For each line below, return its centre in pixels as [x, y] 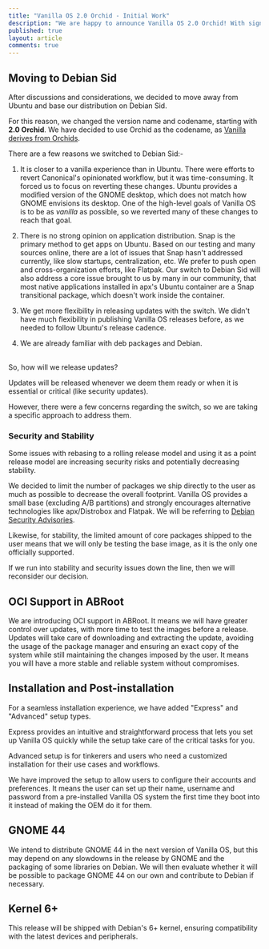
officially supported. [41, 552]
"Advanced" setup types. [50, 716]
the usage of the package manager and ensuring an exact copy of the [123, 647]
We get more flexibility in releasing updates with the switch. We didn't [135, 310]
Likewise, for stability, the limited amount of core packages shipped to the [130, 535]
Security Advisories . [42, 520]
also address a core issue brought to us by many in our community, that [138, 278]
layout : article [35, 38]
